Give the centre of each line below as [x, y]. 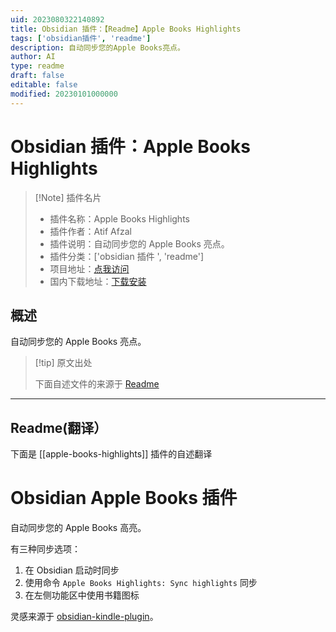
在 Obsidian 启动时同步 [72, 570]
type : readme [37, 66]
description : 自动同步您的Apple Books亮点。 [97, 47]
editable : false [44, 85]
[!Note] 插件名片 [68, 197]
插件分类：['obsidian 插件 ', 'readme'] [127, 256]
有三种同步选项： [45, 549]
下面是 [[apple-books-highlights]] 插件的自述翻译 [111, 454]
